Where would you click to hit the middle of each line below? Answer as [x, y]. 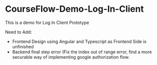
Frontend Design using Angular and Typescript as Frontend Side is [79, 41]
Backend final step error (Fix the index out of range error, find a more [82, 52]
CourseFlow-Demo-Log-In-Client [74, 9]
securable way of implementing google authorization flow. [71, 57]
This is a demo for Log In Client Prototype [47, 22]
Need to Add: [18, 32]
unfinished [23, 46]
